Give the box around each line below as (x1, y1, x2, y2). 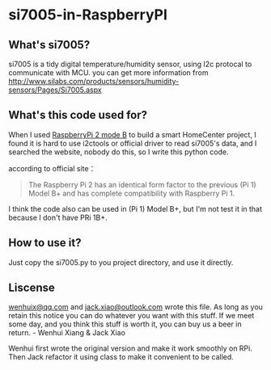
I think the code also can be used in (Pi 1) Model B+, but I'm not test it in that (8, 204, 263, 213)
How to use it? (8, 236, 82, 250)
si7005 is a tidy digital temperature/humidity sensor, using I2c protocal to (8, 59, 252, 69)
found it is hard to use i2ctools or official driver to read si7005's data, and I (8, 138, 257, 148)
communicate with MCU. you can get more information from (8, 68, 209, 78)
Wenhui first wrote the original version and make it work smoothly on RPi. (8, 343, 252, 353)
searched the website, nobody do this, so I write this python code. (8, 147, 229, 157)
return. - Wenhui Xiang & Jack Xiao (8, 328, 125, 338)
